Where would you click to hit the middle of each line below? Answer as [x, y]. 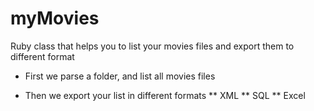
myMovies [55, 18]
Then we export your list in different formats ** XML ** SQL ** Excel [165, 95]
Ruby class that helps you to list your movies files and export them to [152, 46]
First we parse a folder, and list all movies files [120, 76]
